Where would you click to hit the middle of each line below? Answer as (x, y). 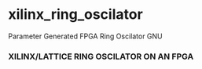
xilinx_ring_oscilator (75, 15)
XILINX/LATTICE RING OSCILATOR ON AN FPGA (101, 56)
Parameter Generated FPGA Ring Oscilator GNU (85, 36)
